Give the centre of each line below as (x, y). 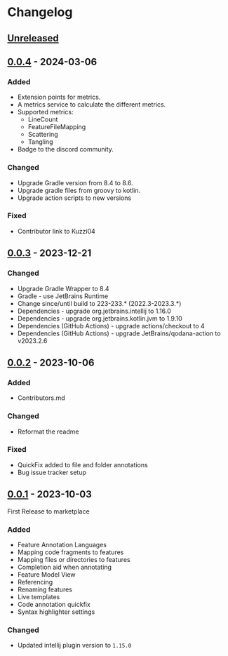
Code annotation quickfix (54, 604)
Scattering (43, 135)
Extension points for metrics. (59, 97)
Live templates (39, 596)
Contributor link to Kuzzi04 (56, 231)
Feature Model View (46, 574)
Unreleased (33, 38)
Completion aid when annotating (65, 567)
